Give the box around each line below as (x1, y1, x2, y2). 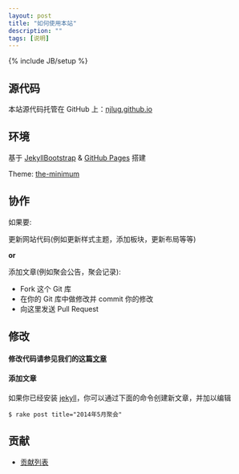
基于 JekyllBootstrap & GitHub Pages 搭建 (8, 153, 146, 162)
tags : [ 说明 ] (8, 34, 50, 43)
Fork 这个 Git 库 (19, 284, 72, 293)
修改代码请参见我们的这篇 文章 (8, 353, 107, 363)
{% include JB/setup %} (8, 56, 88, 66)
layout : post (8, 11, 52, 20)
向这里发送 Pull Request (19, 304, 99, 313)
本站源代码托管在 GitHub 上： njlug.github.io (8, 104, 153, 114)
